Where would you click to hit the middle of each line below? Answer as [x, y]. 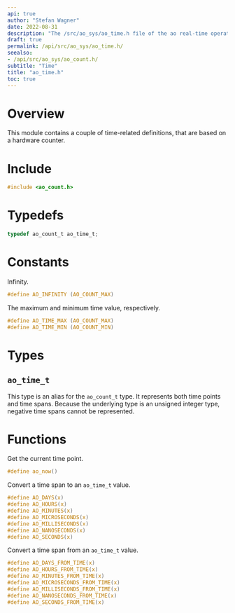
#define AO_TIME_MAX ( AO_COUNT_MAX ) [60, 321]
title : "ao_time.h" [36, 72]
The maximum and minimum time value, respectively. [84, 308]
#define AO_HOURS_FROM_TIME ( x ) [53, 570]
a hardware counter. [36, 140]
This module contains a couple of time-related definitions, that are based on [117, 133]
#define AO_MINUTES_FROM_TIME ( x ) [56, 576]
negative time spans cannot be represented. [71, 411]
